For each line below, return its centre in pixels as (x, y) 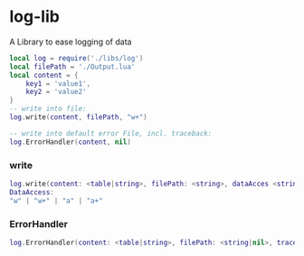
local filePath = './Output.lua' (72, 66)
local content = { (44, 75)
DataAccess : (32, 192)
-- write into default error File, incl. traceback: (111, 133)
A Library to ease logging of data (71, 42)
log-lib (35, 17)
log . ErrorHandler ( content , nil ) (70, 142)
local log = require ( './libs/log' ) (76, 58)
